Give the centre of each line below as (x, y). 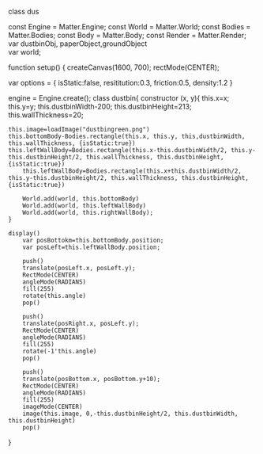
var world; (25, 52)
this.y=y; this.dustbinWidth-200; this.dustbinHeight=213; (100, 107)
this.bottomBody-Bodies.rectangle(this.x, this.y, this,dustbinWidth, (127, 136)
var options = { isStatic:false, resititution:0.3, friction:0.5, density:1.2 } (120, 83)
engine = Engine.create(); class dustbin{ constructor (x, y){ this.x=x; (119, 98)
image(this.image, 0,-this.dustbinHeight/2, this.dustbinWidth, (130, 414)
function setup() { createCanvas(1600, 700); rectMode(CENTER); (114, 67)
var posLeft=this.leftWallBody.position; (91, 247)
